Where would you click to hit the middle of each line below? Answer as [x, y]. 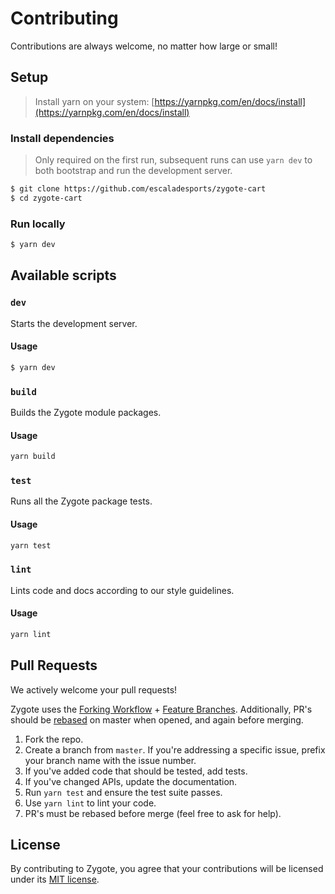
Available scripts [63, 275]
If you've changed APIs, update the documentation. [131, 781]
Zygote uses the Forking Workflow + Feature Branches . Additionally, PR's [161, 709]
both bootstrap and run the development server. [133, 171]
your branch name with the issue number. [110, 760]
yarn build [33, 457]
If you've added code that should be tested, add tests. [136, 771]
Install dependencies [62, 138]
